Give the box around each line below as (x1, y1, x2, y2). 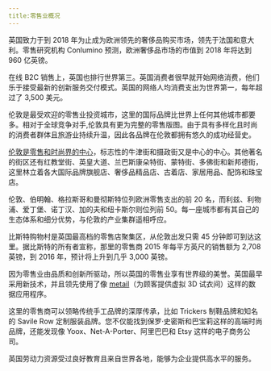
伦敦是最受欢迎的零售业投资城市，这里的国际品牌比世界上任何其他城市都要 (8, 110, 256, 119)
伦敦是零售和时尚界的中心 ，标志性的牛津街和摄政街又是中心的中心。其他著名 (8, 147, 263, 156)
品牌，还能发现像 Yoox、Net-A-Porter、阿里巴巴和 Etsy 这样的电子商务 (8, 326, 244, 336)
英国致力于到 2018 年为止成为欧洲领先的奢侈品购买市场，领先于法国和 (8, 35, 240, 44)
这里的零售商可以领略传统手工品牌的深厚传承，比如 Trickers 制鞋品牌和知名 (8, 306, 259, 315)
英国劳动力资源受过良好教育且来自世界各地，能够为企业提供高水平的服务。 (8, 353, 256, 363)
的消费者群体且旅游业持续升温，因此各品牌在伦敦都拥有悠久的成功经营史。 (8, 130, 256, 140)
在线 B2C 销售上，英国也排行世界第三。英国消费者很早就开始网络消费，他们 (8, 72, 260, 81)
